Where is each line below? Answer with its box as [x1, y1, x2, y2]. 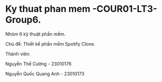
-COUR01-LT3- [92, 3, 158, 15]
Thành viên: [5, 51, 31, 57]
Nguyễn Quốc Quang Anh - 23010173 [5, 70, 85, 77]
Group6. [5, 14, 41, 26]
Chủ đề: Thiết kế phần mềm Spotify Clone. [5, 40, 96, 47]
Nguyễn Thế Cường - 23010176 [5, 60, 72, 67]
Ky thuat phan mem [5, 3, 91, 15]
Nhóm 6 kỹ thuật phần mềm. [5, 31, 66, 37]
